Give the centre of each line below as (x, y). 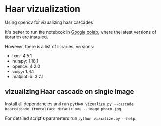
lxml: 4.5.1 (22, 56)
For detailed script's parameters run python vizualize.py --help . (71, 118)
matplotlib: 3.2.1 (28, 76)
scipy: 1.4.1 (23, 71)
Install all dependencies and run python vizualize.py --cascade (69, 104)
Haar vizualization (43, 9)
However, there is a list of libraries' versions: (50, 46)
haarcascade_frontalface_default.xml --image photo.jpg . (64, 108)
